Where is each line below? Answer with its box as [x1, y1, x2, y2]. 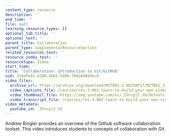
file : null [5, 21, 28, 27]
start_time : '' [5, 64, 38, 69]
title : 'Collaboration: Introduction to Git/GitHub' [5, 69, 120, 74]
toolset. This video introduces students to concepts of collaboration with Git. [5, 126, 166, 132]
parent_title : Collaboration [5, 41, 67, 46]
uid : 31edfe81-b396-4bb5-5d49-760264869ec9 [5, 74, 99, 79]
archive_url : [10, 83, 38, 88]
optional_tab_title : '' [5, 31, 56, 36]
